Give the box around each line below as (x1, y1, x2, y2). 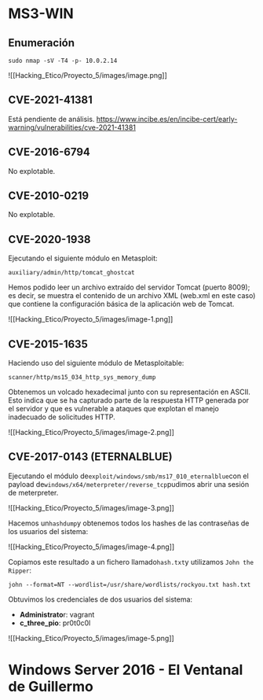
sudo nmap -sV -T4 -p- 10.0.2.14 (8, 57, 118, 64)
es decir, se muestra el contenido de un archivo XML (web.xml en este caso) (8, 291, 256, 300)
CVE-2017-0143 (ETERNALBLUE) (8, 450, 173, 464)
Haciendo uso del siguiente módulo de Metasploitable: (8, 359, 184, 368)
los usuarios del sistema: (8, 526, 89, 536)
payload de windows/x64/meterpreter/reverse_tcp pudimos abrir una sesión (8, 479, 250, 488)
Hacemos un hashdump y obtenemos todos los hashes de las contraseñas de (8, 518, 250, 528)
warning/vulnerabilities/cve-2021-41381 (8, 123, 136, 132)
